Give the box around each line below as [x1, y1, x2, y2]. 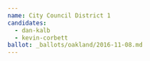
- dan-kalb [14, 26, 51, 34]
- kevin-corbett [14, 33, 68, 42]
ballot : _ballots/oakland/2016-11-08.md [7, 41, 144, 49]
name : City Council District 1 [7, 11, 111, 20]
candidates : [7, 19, 47, 27]
